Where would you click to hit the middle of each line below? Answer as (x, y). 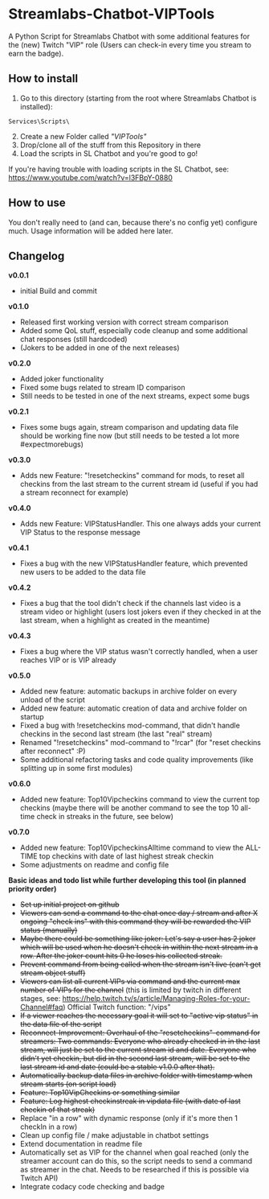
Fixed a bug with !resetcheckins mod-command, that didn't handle (130, 726)
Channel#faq (41, 1007)
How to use (37, 203)
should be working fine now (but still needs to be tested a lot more (129, 436)
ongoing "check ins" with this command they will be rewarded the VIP (135, 921)
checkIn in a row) (49, 1127)
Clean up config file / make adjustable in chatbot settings (114, 1135)
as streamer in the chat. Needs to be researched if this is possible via (134, 1170)
